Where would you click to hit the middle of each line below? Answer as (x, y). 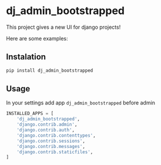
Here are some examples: (37, 38)
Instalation (26, 57)
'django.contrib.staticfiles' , (55, 152)
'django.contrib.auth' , (46, 130)
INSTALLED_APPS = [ (30, 114)
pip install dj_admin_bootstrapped (50, 70)
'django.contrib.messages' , (51, 146)
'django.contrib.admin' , (47, 124)
